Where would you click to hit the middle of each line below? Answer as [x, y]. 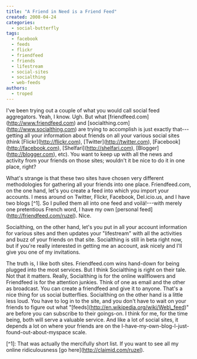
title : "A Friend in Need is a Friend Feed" [61, 11]
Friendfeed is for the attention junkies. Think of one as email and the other [96, 282]
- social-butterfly [35, 28]
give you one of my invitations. [43, 252]
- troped [22, 94]
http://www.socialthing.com [41, 129]
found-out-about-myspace [39, 332]
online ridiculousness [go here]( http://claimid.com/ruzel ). [75, 350]
